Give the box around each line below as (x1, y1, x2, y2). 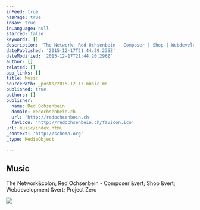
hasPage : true (6, 14, 42, 20)
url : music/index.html (6, 125, 62, 131)
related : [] (6, 64, 36, 70)
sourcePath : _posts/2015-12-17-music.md (6, 81, 108, 87)
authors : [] (6, 92, 36, 98)
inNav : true (6, 20, 36, 26)
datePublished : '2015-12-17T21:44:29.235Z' (6, 48, 116, 54)
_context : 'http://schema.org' (6, 131, 84, 137)
